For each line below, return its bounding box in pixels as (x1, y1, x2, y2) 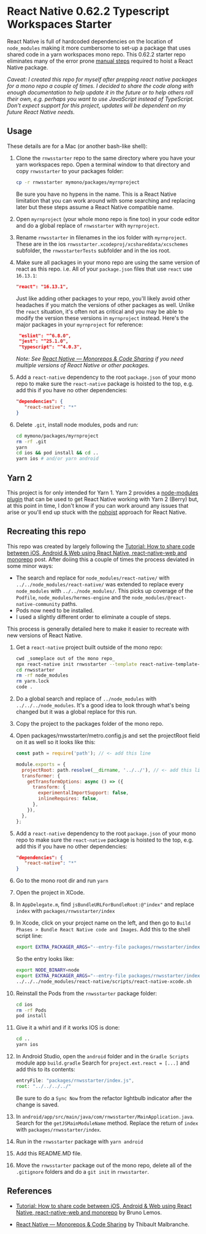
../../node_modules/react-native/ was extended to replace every (15, 580, 184, 588)
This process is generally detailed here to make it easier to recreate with (7, 625, 189, 632)
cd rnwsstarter (15, 667, 55, 673)
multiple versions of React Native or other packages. (15, 362, 150, 369)
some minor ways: (7, 562, 54, 569)
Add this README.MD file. (15, 1149, 82, 1157)
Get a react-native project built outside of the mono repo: (15, 643, 163, 651)
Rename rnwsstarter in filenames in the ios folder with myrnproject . (15, 233, 187, 241)
